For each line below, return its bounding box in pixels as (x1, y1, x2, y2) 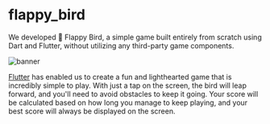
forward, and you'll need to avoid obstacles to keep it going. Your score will (8, 89, 259, 98)
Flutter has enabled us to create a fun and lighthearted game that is (8, 72, 232, 81)
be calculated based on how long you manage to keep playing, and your (8, 97, 248, 107)
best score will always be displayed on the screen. (8, 106, 176, 116)
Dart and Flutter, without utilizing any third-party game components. (8, 40, 235, 50)
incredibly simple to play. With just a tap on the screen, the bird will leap (8, 81, 247, 90)
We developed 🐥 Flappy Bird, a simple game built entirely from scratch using (8, 32, 262, 42)
